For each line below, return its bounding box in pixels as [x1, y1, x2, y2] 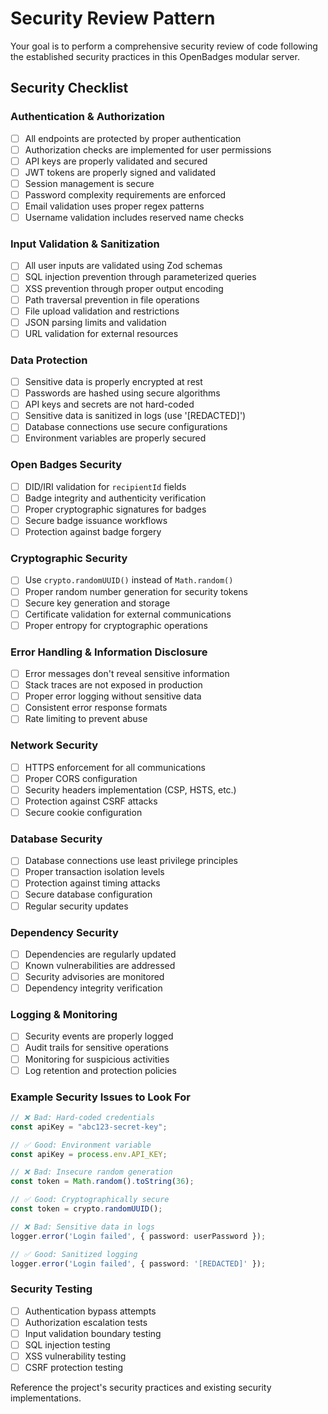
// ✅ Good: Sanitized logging [10, 1249, 138, 1259]
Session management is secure [24, 177, 155, 189]
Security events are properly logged [24, 1030, 174, 1042]
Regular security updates [24, 900, 129, 912]
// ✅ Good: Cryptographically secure [10, 1195, 170, 1205]
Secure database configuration [24, 888, 153, 901]
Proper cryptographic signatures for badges [24, 503, 207, 515]
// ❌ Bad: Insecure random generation [10, 1167, 173, 1177]
